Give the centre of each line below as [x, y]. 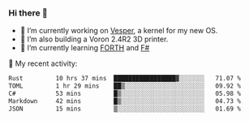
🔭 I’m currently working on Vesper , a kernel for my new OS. [119, 31]
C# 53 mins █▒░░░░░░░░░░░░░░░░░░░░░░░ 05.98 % [125, 94]
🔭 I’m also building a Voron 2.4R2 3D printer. [94, 39]
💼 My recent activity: [43, 63]
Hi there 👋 [28, 13]
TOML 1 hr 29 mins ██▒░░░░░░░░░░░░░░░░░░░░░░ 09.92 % [125, 86]
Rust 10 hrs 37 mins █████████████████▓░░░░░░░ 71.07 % [125, 79]
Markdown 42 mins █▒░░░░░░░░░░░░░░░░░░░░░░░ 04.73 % [125, 101]
